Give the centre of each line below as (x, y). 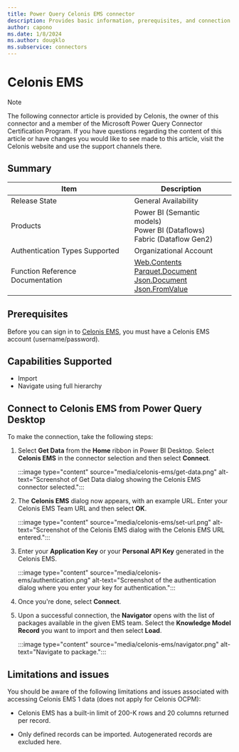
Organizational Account (174, 250)
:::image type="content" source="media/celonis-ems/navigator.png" (118, 644)
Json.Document (160, 280)
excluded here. (39, 742)
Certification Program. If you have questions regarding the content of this (115, 131)
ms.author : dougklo (36, 41)
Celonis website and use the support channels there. (85, 146)
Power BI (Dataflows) (170, 230)
